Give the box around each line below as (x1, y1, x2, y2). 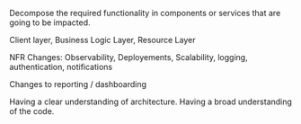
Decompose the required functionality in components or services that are (9, 8, 281, 18)
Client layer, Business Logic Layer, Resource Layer (9, 35, 196, 45)
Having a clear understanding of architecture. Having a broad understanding (9, 96, 292, 107)
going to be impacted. (9, 17, 92, 28)
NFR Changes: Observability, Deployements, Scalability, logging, (9, 52, 249, 62)
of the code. (9, 106, 55, 116)
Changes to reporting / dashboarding (9, 79, 146, 89)
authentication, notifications (9, 62, 113, 72)
